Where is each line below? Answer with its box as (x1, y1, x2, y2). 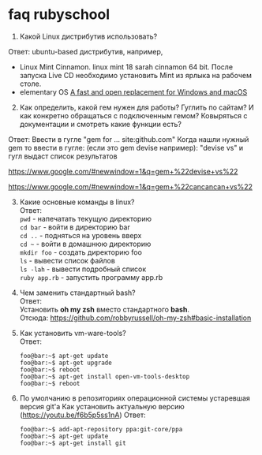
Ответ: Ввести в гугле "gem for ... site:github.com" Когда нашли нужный (8, 134, 249, 144)
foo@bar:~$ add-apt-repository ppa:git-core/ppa (19, 425, 183, 433)
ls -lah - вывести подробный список (19, 264, 147, 274)
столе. (19, 79, 42, 88)
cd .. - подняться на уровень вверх (19, 230, 142, 240)
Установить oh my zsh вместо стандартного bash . (19, 304, 190, 314)
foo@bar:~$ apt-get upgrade (19, 359, 112, 367)
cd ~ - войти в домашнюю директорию (19, 239, 152, 248)
